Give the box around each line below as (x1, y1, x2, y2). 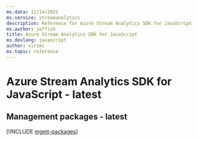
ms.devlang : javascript (6, 37, 67, 43)
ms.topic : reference (6, 49, 59, 55)
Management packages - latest (6, 112, 128, 122)
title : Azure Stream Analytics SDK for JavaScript (6, 32, 138, 38)
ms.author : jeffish (6, 26, 56, 32)
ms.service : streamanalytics (6, 15, 80, 21)
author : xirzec (6, 43, 45, 49)
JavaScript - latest (6, 88, 102, 101)
